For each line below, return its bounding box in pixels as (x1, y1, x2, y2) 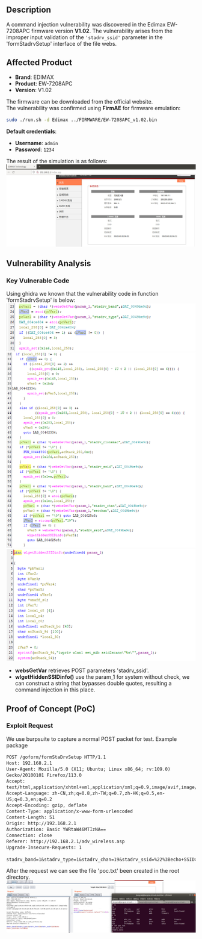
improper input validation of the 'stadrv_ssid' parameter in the (6, 33, 164, 41)
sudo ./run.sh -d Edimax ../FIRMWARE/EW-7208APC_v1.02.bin (6, 117, 158, 123)
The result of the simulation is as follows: (6, 157, 108, 164)
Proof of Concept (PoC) (6, 703, 96, 714)
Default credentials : (6, 128, 57, 135)
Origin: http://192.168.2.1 (6, 820, 77, 826)
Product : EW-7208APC (14, 80, 73, 87)
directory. (6, 873, 30, 881)
